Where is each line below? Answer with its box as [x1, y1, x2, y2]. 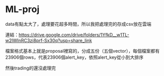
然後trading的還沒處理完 [5, 65, 56, 71]
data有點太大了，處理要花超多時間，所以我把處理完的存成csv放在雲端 [5, 21, 152, 27]
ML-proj [5, 4, 40, 15]
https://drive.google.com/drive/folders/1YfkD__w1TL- [18, 31, 129, 37]
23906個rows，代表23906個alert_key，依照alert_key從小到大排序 [5, 54, 144, 60]
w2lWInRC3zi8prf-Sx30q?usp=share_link [5, 37, 92, 44]
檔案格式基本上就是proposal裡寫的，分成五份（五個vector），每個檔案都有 [5, 48, 160, 54]
